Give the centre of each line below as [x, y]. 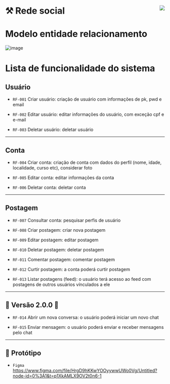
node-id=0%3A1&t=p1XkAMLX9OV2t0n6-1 [57, 376]
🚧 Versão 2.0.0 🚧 [32, 305]
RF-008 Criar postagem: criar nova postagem [59, 230]
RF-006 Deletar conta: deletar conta [49, 187]
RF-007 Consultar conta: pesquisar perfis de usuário [67, 220]
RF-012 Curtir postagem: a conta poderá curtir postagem [71, 269]
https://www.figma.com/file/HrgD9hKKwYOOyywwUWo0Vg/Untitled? [85, 371]
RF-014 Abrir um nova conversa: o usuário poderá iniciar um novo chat [86, 317]
